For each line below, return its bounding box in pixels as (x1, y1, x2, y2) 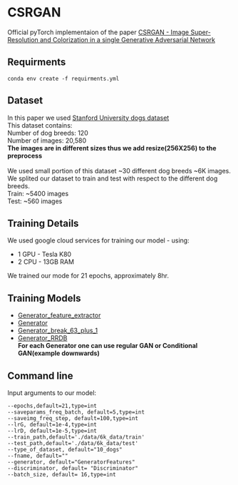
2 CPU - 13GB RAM (17, 257, 75, 266)
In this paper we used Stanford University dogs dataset (7, 113, 170, 122)
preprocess (7, 151, 43, 160)
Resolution (7, 35, 39, 44)
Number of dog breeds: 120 (7, 128, 88, 137)
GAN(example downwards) (17, 349, 100, 357)
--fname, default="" (7, 452, 69, 459)
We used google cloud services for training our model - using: (7, 236, 190, 245)
